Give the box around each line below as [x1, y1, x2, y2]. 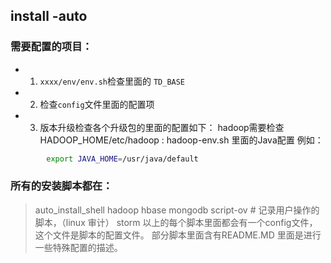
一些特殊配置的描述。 [34, 241, 123, 253]
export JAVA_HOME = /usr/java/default [46, 154, 199, 164]
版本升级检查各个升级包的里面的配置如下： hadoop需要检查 [39, 121, 285, 133]
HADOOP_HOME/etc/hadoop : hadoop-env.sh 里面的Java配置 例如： [39, 134, 324, 146]
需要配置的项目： [10, 40, 93, 54]
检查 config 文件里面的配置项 [39, 98, 155, 110]
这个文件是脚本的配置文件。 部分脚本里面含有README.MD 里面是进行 [34, 229, 322, 241]
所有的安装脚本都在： [10, 179, 113, 193]
